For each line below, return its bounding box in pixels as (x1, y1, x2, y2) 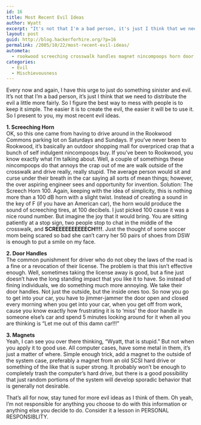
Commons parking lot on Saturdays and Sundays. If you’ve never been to (6, 136, 187, 144)
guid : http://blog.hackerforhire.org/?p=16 (6, 37, 117, 43)
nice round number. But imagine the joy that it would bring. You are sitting (6, 213, 187, 220)
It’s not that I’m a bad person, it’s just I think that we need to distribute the (6, 93, 187, 100)
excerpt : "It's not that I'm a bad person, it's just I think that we (6, 25, 186, 32)
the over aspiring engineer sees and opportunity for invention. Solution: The (6, 181, 193, 188)
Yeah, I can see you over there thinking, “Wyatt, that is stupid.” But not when (6, 338, 194, 345)
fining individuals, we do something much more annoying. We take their (6, 282, 182, 289)
